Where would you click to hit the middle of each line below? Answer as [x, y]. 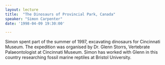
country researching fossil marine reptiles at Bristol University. [68, 58]
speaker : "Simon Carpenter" [34, 19]
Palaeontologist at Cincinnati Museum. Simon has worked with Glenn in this [82, 52]
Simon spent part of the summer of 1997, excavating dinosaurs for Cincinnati [83, 42]
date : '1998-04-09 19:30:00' [35, 23]
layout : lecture [22, 10]
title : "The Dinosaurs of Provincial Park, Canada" [60, 14]
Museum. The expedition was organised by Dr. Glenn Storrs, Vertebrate [78, 47]
